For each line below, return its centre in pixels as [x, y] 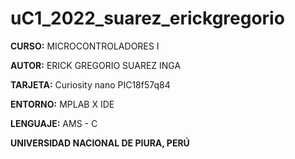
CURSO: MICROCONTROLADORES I [85, 46]
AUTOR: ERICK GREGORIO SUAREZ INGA [96, 65]
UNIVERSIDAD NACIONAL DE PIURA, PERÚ [100, 143]
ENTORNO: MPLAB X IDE [62, 104]
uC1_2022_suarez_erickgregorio [147, 18]
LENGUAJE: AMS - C [54, 123]
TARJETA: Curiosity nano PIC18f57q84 [90, 84]
